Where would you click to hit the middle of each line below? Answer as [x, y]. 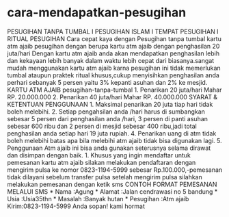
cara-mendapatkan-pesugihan [97, 13]
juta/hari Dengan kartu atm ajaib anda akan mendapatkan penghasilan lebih [113, 53]
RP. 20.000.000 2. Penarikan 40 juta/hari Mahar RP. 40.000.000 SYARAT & [112, 97]
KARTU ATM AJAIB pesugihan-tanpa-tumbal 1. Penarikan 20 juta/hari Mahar [114, 90]
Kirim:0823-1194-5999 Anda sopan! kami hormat [76, 206]
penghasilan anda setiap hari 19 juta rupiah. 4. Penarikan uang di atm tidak [112, 133]
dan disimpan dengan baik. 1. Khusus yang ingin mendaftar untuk [99, 155]
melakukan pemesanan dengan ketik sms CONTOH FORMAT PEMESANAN [112, 184]
